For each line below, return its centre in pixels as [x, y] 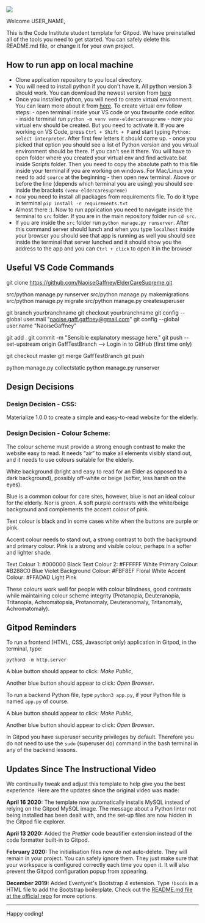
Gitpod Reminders [41, 628]
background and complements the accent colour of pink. [78, 509]
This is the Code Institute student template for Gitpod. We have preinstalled [101, 33]
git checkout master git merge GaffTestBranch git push [75, 356]
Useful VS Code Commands [60, 268]
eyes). [14, 484]
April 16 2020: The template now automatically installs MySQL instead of [98, 802]
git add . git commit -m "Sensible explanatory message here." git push [95, 337]
